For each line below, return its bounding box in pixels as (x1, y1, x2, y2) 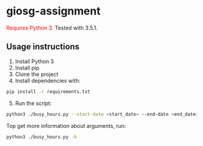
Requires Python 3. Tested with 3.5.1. (6, 24, 98, 31)
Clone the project (14, 71, 59, 78)
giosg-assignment (6, 4, 101, 18)
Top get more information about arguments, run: (6, 122, 126, 129)
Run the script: (14, 100, 52, 107)
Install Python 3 (14, 57, 54, 65)
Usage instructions (6, 42, 80, 52)
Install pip (14, 64, 39, 71)
